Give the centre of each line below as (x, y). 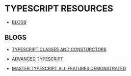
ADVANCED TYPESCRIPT (37, 59)
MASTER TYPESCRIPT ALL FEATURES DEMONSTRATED (69, 68)
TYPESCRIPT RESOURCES (59, 9)
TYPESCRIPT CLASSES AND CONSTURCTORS (59, 49)
